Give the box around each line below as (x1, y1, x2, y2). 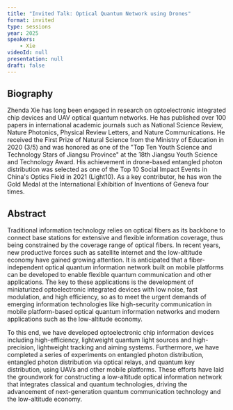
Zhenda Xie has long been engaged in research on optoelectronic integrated (7, 106, 226, 115)
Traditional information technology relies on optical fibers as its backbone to (7, 226, 225, 235)
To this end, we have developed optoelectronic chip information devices (7, 329, 214, 337)
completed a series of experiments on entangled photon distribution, (7, 351, 204, 359)
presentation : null (7, 56, 64, 63)
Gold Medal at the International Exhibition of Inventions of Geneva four (7, 180, 209, 189)
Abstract (7, 207, 47, 219)
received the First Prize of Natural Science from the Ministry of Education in (7, 136, 225, 144)
